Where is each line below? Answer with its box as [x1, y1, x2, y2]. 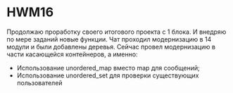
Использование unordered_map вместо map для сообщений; [16, 63, 200, 72]
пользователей [16, 78, 63, 87]
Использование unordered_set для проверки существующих [16, 71, 199, 80]
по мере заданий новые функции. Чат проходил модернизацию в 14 [6, 35, 212, 43]
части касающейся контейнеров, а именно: [6, 50, 138, 58]
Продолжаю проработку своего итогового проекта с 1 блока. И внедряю [6, 27, 227, 36]
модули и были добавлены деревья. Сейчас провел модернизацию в [6, 42, 216, 51]
